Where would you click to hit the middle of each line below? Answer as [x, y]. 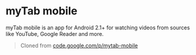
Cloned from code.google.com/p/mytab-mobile [79, 45]
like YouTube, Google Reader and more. [55, 33]
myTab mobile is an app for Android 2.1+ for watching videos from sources [98, 27]
